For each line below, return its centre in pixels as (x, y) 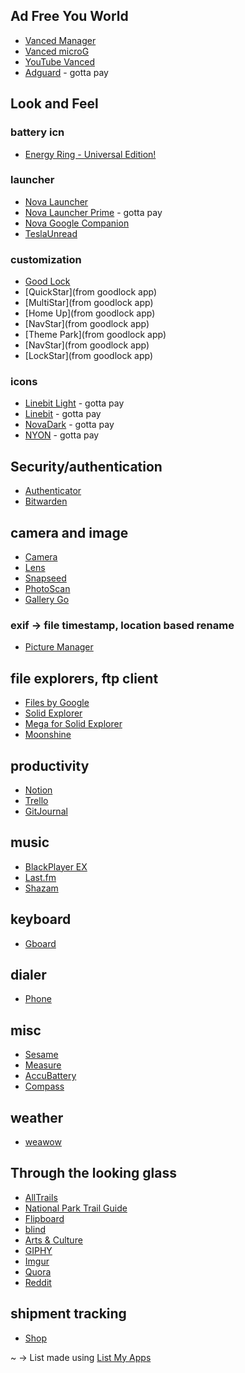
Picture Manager (59, 647)
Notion (38, 790)
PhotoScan (47, 589)
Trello (36, 800)
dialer (28, 974)
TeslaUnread (51, 233)
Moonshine (48, 735)
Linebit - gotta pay (63, 414)
